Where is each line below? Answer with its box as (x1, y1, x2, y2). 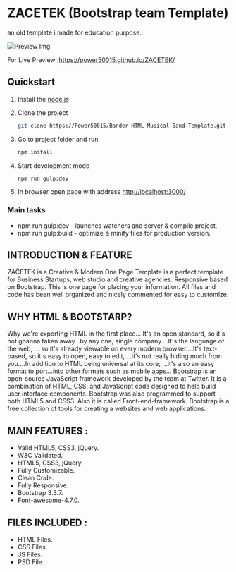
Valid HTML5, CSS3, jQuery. (17, 444, 99, 452)
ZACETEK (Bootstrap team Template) (7, 5, 229, 21)
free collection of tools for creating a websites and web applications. (7, 404, 206, 413)
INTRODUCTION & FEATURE (7, 249, 132, 262)
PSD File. (17, 557, 44, 566)
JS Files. (17, 550, 43, 559)
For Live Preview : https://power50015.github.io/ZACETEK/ (7, 55, 175, 64)
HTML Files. (17, 535, 53, 544)
